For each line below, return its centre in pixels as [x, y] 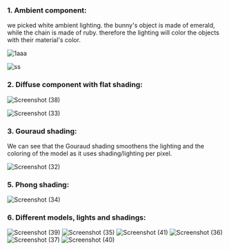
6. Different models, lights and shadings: [77, 218]
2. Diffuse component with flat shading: [75, 85]
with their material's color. [44, 40]
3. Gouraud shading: [42, 131]
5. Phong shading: [38, 184]
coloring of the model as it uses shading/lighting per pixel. [90, 153]
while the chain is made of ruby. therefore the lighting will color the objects [113, 32]
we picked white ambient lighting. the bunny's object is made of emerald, [111, 26]
